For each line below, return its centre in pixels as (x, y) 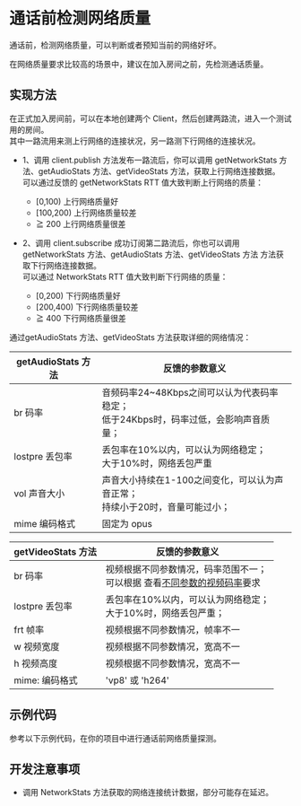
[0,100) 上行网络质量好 (77, 201)
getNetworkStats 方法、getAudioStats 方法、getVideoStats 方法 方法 (149, 254)
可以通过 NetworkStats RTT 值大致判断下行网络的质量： (125, 276)
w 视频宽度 (37, 646)
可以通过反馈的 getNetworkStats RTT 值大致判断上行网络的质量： (143, 182)
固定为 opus (127, 523)
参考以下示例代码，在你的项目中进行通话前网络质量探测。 (115, 738)
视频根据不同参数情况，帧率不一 (172, 629)
